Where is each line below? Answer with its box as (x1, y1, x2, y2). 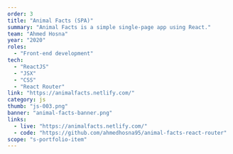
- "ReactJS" (13, 63, 50, 70)
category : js (7, 97, 46, 104)
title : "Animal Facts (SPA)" (7, 17, 94, 24)
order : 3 (7, 10, 33, 18)
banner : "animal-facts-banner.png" (7, 109, 113, 116)
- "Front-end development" (13, 50, 94, 57)
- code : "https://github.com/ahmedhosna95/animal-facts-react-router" (13, 129, 227, 136)
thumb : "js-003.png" (7, 103, 69, 110)
